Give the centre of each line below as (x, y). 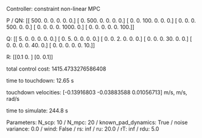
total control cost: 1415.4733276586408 (56, 69)
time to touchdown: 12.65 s (40, 81)
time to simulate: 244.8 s (37, 111)
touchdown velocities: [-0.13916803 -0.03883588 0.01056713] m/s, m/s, (97, 92)
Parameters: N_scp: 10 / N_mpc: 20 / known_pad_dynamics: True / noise (97, 122)
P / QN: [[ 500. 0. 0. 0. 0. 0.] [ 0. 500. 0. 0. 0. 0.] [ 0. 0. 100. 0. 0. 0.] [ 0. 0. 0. (101, 20)
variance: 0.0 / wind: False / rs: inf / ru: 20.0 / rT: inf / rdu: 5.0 (83, 129)
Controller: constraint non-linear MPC (53, 9)
